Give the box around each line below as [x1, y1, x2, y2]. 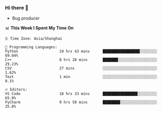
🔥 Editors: [5, 87, 28, 92]
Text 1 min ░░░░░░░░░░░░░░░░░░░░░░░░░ [5, 75, 158, 80]
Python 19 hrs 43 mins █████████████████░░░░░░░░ [5, 49, 158, 54]
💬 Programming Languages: [5, 45, 57, 50]
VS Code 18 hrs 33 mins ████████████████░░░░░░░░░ [5, 92, 158, 97]
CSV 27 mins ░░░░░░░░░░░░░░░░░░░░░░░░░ [5, 66, 158, 71]
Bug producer [12, 16, 40, 21]
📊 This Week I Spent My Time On [5, 25, 74, 31]
